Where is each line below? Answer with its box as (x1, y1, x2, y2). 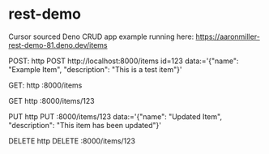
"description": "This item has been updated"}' (8, 120, 162, 130)
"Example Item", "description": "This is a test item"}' (8, 64, 182, 74)
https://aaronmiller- (195, 32, 261, 41)
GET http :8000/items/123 (8, 96, 95, 105)
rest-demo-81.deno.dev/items (8, 40, 108, 49)
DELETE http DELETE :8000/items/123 (8, 135, 136, 146)
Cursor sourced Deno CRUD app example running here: (8, 32, 194, 41)
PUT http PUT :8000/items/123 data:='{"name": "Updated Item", (8, 111, 223, 122)
